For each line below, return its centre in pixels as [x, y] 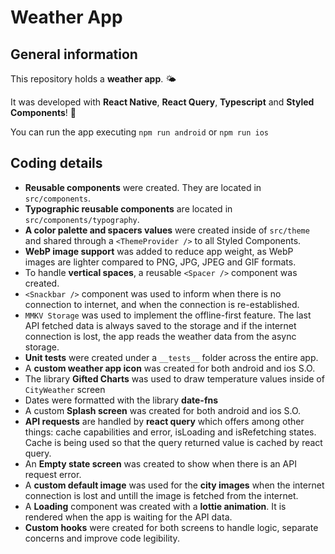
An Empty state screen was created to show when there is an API [160, 463]
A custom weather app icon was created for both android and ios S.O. [170, 368]
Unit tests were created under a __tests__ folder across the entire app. [171, 357]
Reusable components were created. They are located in [143, 187]
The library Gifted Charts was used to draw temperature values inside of [174, 378]
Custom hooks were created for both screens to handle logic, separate [171, 527]
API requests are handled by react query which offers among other [164, 421]
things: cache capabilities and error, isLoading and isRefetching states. [170, 432]
